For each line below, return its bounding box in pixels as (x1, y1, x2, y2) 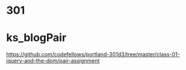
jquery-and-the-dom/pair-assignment (6, 57, 100, 65)
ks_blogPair (6, 31, 67, 45)
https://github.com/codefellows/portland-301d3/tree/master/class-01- (6, 51, 181, 58)
